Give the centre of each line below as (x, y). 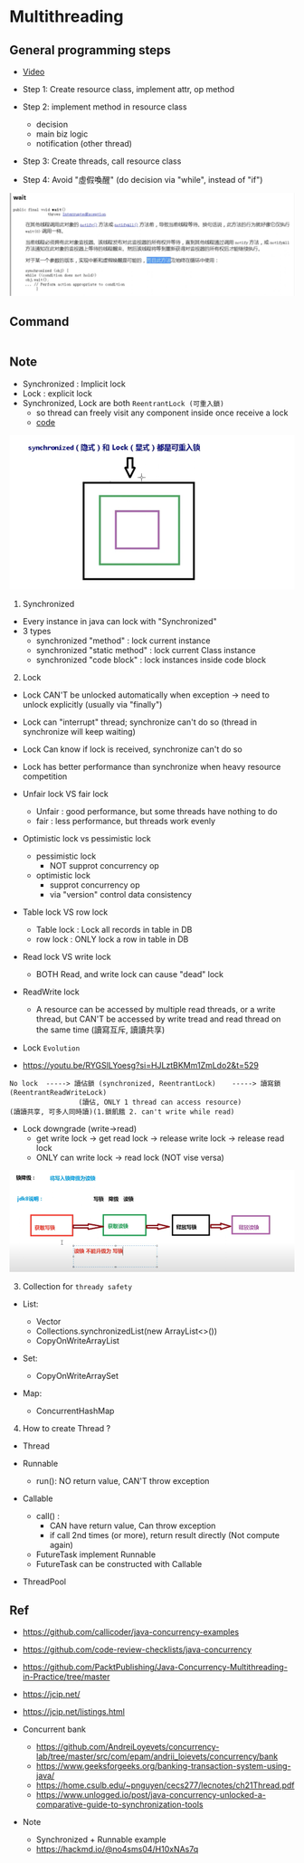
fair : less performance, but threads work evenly (125, 821)
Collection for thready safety (77, 1287)
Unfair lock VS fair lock (65, 794)
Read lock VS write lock (66, 956)
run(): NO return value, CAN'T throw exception (123, 1481)
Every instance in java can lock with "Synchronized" (119, 621)
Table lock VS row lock (65, 912)
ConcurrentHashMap (75, 1411)
